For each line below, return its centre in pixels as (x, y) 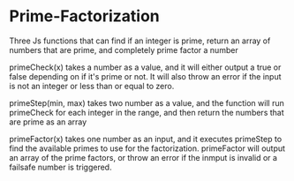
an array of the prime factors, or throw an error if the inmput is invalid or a (143, 157)
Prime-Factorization (85, 16)
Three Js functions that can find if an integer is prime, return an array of (140, 41)
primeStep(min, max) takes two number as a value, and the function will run (147, 102)
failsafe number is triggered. (60, 167)
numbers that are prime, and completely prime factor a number (124, 49)
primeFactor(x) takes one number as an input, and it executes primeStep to (146, 139)
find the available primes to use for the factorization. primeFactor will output (147, 148)
